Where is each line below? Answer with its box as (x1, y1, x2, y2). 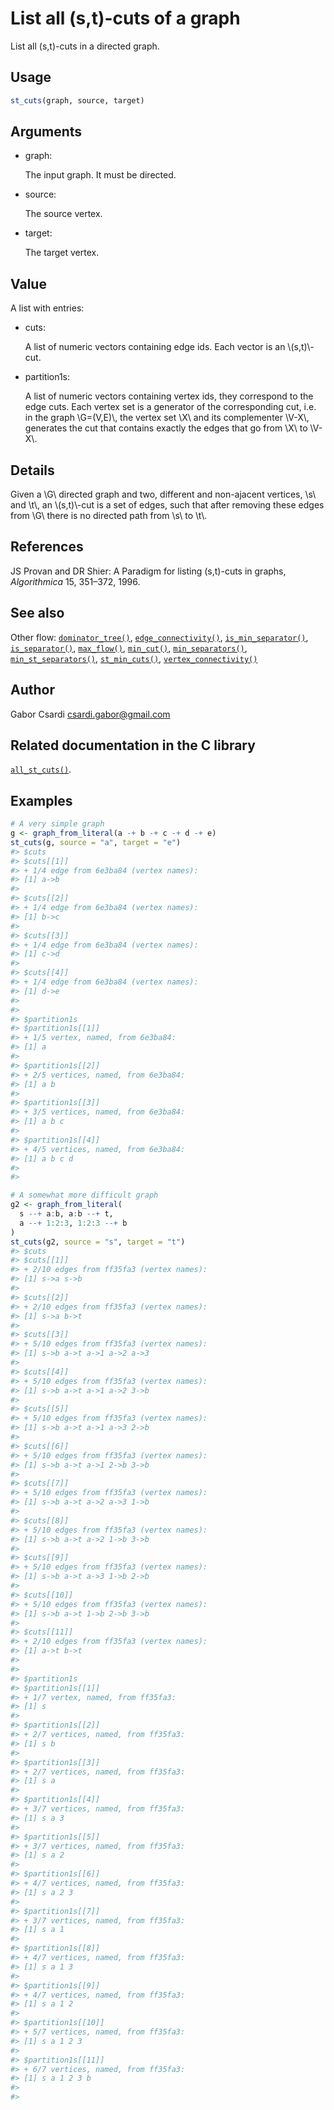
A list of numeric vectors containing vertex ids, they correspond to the (24, 390, 314, 402)
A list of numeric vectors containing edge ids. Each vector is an (24, 341, 286, 353)
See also (10, 605, 65, 622)
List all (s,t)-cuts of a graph (10, 7, 241, 30)
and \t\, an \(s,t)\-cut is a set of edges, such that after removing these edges (10, 499, 325, 511)
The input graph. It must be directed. (24, 169, 177, 181)
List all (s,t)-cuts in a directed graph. (10, 40, 160, 52)
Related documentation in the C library (10, 737, 256, 754)
